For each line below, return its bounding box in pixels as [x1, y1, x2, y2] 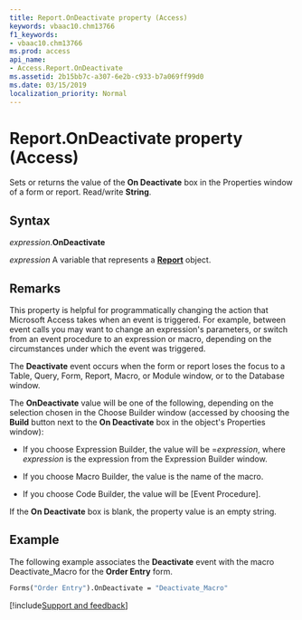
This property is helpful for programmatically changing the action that [9, 305, 269, 316]
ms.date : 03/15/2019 [9, 81, 88, 90]
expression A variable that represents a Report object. [9, 254, 212, 265]
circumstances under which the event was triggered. [9, 343, 206, 354]
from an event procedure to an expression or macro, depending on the [9, 334, 272, 345]
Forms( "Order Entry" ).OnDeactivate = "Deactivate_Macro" [9, 583, 229, 593]
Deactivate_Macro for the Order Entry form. [9, 566, 174, 577]
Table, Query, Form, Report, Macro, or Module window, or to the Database [9, 370, 285, 381]
